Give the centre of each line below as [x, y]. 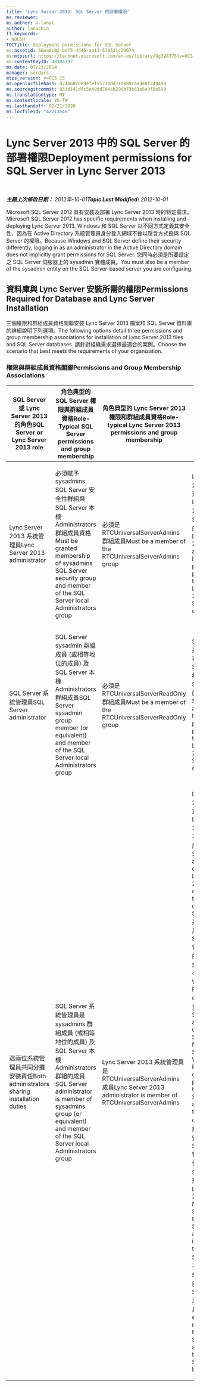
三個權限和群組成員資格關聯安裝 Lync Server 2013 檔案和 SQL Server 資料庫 [99, 323]
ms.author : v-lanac [30, 23]
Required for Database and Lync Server [80, 299]
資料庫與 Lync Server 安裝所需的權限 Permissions [97, 289]
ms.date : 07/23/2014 [32, 67]
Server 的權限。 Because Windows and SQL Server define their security [94, 241]
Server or [29, 433]
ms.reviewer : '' [26, 17]
